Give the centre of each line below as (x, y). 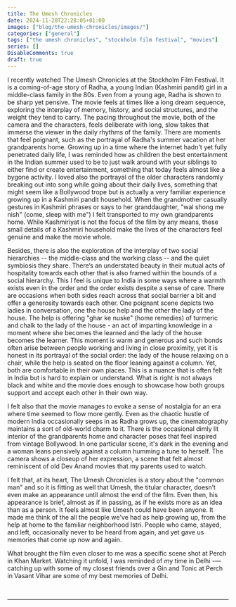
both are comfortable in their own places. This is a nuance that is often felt (115, 370)
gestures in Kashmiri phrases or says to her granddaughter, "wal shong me (116, 207)
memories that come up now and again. (65, 539)
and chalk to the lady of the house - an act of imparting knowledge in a (110, 325)
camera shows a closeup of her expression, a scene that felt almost (105, 458)
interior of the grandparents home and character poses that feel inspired (112, 436)
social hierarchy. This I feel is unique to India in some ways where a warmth (117, 280)
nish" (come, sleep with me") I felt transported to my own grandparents (111, 214)
